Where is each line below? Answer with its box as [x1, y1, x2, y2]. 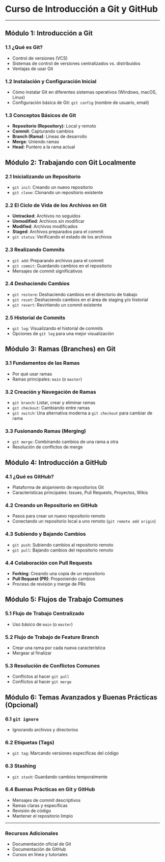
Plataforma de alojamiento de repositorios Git [12, 484, 104, 490]
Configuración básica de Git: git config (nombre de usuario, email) [12, 100, 149, 105]
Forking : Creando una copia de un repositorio [12, 570, 105, 576]
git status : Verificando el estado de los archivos [12, 234, 112, 240]
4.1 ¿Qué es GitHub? [5, 473, 54, 480]
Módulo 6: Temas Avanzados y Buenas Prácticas [5, 693, 158, 701]
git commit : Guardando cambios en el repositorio [12, 263, 112, 269]
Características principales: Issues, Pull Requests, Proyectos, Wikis [12, 489, 148, 496]
